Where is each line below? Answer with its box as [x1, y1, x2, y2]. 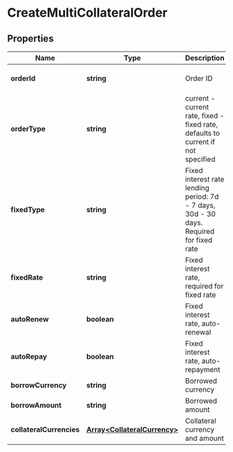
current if [184, 137, 216, 147]
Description [184, 54, 225, 63]
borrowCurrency [10, 380, 67, 390]
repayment [184, 365, 221, 374]
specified [184, 154, 216, 164]
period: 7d [184, 192, 219, 201]
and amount [184, 433, 224, 443]
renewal [184, 328, 212, 337]
